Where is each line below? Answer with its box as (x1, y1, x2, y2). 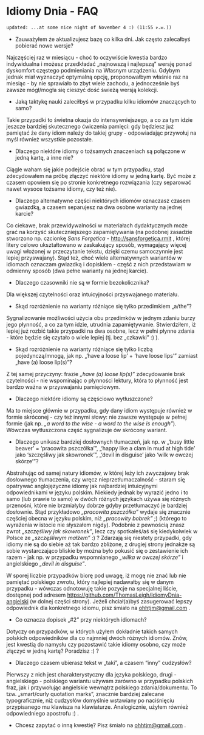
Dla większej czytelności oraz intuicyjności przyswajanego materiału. (6, 291, 179, 298)
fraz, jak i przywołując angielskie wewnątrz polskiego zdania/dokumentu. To (6, 684, 197, 691)
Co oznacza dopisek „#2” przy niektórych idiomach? (15, 616, 147, 623)
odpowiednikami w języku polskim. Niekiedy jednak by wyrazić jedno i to (6, 489, 189, 496)
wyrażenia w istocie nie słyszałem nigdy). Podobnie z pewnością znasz (6, 521, 185, 528)
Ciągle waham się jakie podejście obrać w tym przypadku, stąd (6, 166, 165, 173)
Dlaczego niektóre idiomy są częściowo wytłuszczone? (15, 395, 153, 402)
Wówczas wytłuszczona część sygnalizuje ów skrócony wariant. (6, 426, 168, 433)
